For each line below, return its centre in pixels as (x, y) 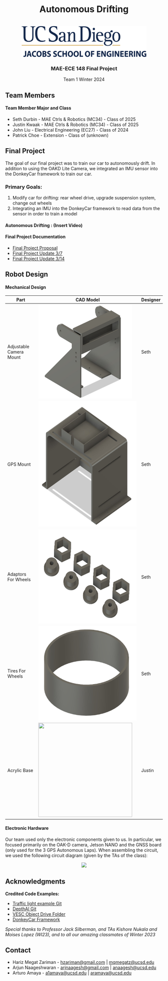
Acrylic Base (20, 771)
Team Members (30, 95)
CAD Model (88, 299)
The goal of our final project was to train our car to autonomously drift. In (80, 163)
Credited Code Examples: (32, 894)
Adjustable (18, 347)
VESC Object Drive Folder (39, 914)
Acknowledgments (35, 882)
